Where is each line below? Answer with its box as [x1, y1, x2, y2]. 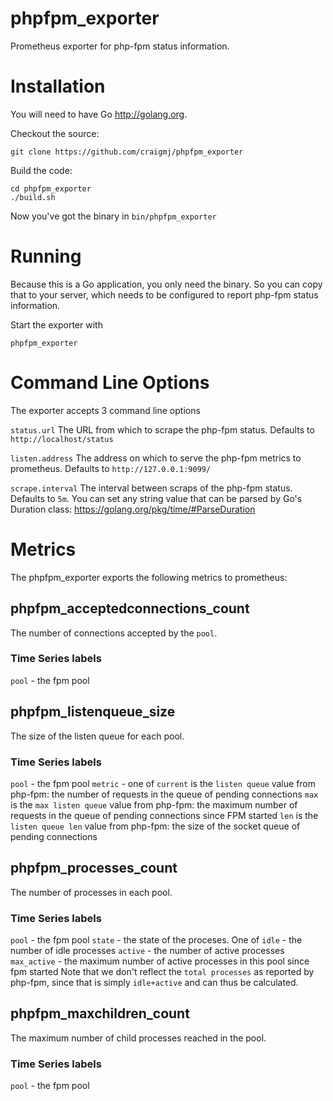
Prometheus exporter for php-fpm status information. [10, 40, 230, 52]
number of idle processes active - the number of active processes [10, 945, 285, 957]
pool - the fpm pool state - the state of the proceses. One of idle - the [10, 934, 303, 946]
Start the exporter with [10, 318, 103, 331]
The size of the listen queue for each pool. [10, 730, 185, 742]
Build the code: [10, 164, 73, 176]
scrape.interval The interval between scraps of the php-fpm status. [10, 482, 293, 494]
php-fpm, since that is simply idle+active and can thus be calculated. [10, 977, 299, 989]
